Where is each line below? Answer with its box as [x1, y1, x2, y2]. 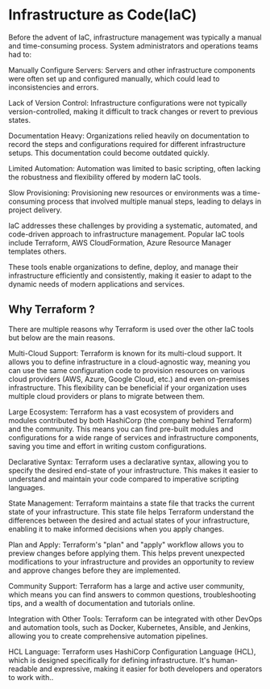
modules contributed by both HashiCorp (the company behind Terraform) [8, 415, 252, 425]
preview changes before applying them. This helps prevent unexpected [8, 548, 246, 558]
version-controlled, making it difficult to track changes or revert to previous [8, 107, 259, 116]
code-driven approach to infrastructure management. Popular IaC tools [8, 229, 245, 239]
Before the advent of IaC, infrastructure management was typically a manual [8, 32, 262, 42]
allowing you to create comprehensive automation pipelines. [8, 631, 208, 641]
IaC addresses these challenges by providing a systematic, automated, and [8, 221, 258, 230]
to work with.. [8, 672, 54, 682]
